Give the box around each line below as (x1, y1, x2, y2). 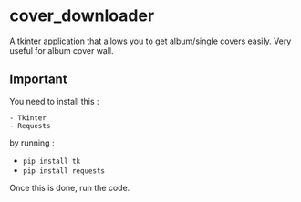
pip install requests (22, 166, 105, 176)
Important (9, 72, 67, 87)
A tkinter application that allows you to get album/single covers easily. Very (9, 35, 292, 46)
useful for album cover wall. (9, 45, 114, 56)
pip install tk (22, 157, 81, 166)
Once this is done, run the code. (9, 182, 130, 193)
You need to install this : (9, 96, 99, 106)
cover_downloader (9, 5, 155, 26)
